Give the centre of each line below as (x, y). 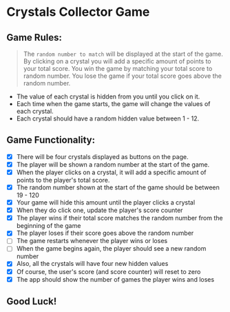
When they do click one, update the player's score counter (100, 210)
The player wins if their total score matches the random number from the (119, 218)
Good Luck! (32, 301)
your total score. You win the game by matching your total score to (118, 69)
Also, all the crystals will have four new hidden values (92, 264)
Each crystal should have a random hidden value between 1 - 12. (108, 118)
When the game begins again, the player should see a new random (111, 249)
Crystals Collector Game (78, 12)
